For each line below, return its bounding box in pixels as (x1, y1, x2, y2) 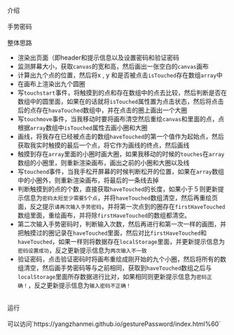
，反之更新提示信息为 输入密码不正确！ (27, 281, 132, 289)
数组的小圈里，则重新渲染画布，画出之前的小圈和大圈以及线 (17, 158, 190, 167)
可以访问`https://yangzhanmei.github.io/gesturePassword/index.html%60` (7, 320, 221, 328)
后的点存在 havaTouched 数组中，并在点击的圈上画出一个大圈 (17, 106, 188, 114)
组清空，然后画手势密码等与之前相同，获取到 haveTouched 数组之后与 (17, 264, 212, 272)
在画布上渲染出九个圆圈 (17, 80, 85, 88)
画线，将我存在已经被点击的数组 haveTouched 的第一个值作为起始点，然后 (17, 132, 224, 140)
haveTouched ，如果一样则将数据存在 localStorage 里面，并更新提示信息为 (17, 238, 226, 245)
